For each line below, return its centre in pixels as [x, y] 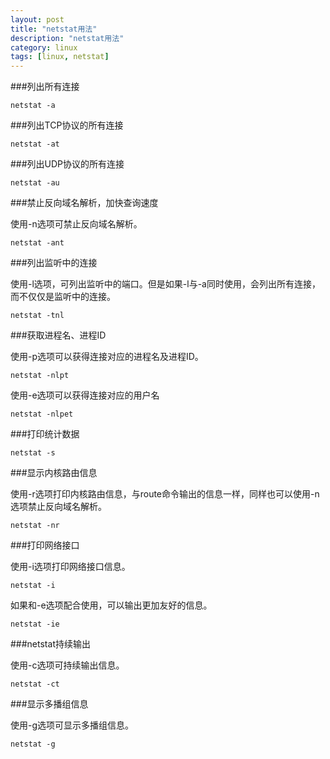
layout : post [37, 19]
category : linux [44, 47]
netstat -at [35, 144]
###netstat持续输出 [50, 644]
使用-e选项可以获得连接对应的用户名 [85, 395]
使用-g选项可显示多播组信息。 [72, 725]
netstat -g [33, 744]
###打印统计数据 [45, 434]
